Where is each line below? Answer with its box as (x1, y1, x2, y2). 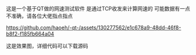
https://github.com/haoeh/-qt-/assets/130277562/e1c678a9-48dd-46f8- (6, 24, 181, 31)
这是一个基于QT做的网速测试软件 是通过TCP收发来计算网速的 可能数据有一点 (6, 5, 190, 12)
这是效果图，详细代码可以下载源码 (6, 43, 88, 49)
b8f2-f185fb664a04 (6, 30, 54, 37)
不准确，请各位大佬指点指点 (6, 12, 73, 19)
